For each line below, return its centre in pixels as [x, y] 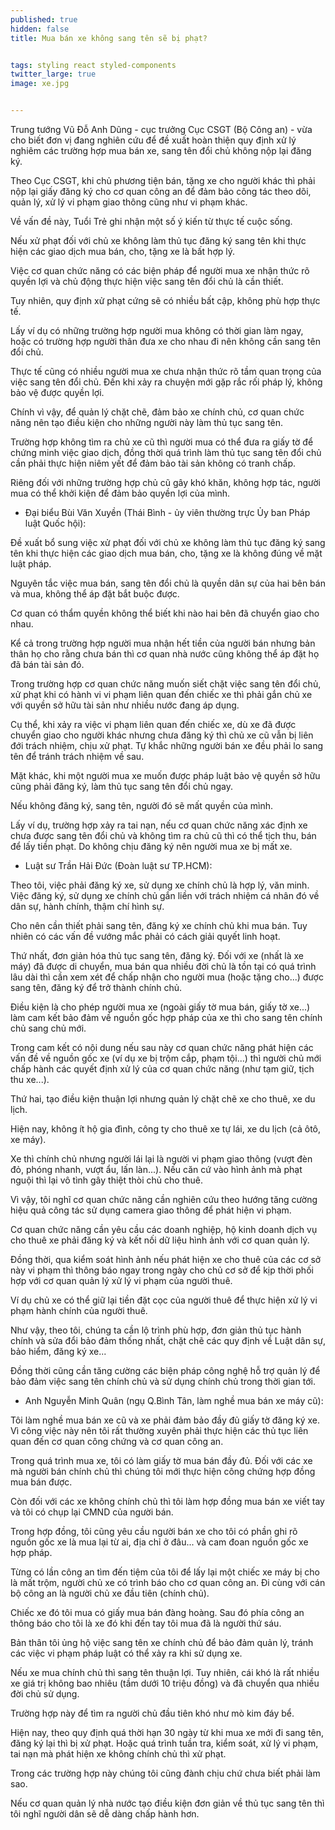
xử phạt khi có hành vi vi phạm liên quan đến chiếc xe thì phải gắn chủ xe [161, 694]
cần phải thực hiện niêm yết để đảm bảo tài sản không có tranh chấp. [153, 463]
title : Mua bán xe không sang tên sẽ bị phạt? [109, 38]
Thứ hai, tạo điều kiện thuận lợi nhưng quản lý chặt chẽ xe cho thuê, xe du [163, 1099]
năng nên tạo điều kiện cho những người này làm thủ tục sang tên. [147, 422]
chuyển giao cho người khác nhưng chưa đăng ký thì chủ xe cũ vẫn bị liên [162, 735]
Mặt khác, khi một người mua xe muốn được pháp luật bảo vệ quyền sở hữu [165, 775]
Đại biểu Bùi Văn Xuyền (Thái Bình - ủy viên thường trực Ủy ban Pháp [167, 512]
